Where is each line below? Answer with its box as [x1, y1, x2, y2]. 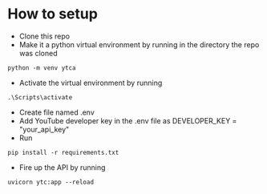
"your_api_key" [18, 124, 70, 134]
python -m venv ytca [7, 63, 77, 72]
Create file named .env [18, 107, 95, 117]
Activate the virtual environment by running [18, 78, 163, 87]
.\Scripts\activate [7, 93, 73, 101]
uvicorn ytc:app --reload [7, 178, 94, 186]
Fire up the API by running [18, 162, 106, 172]
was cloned [18, 48, 58, 58]
